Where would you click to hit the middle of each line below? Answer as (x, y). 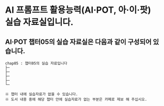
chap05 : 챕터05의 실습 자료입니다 (36, 64)
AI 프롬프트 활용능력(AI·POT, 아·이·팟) (78, 10)
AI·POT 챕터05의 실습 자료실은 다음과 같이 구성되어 (78, 42)
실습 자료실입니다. (39, 22)
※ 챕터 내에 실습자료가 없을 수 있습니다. (42, 94)
